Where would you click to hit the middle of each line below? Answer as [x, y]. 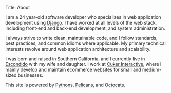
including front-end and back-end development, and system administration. [85, 28]
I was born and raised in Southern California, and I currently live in [75, 59]
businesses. [31, 75]
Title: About [18, 7]
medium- [152, 69]
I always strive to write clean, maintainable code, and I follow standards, [81, 38]
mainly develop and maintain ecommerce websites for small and [73, 69]
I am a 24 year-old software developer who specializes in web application [83, 17]
